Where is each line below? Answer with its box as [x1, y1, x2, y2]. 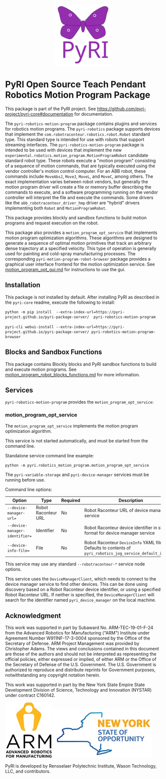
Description [118, 497, 143, 503]
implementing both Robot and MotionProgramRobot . [5, 205, 107, 211]
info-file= [7, 548, 30, 554]
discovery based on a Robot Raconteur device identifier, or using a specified [5, 586, 161, 592]
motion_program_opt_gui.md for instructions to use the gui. [5, 266, 125, 272]
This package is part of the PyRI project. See [5, 106, 96, 112]
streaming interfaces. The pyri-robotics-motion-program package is [5, 142, 144, 147]
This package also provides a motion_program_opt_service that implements [5, 229, 158, 235]
